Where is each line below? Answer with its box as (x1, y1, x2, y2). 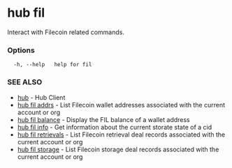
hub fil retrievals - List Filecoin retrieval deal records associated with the (17, 130, 226, 139)
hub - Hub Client (17, 93, 66, 102)
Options (7, 45, 35, 55)
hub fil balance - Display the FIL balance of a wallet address (17, 115, 190, 123)
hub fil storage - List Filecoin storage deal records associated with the (17, 145, 219, 153)
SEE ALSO (7, 77, 43, 87)
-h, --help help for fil (13, 61, 92, 68)
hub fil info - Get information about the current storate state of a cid (17, 123, 212, 131)
